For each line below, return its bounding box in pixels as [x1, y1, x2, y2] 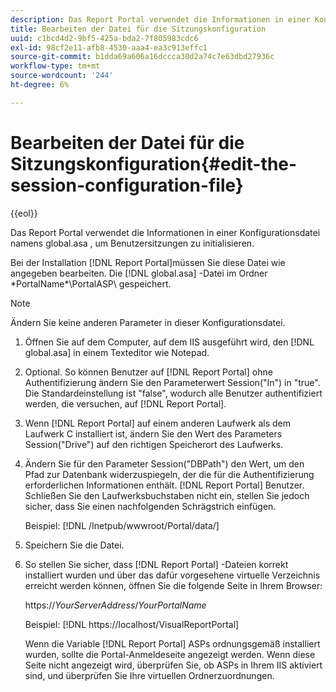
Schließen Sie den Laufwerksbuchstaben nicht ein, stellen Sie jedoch [24, 489, 310, 501]
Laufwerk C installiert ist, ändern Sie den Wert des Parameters [24, 427, 283, 440]
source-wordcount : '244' [10, 71, 114, 81]
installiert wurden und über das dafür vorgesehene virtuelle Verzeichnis [24, 569, 321, 581]
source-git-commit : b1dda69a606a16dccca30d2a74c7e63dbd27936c [10, 52, 275, 62]
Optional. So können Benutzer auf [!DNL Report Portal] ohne [24, 366, 273, 378]
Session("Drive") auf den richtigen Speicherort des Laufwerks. [24, 438, 284, 450]
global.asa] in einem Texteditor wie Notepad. [24, 346, 210, 358]
